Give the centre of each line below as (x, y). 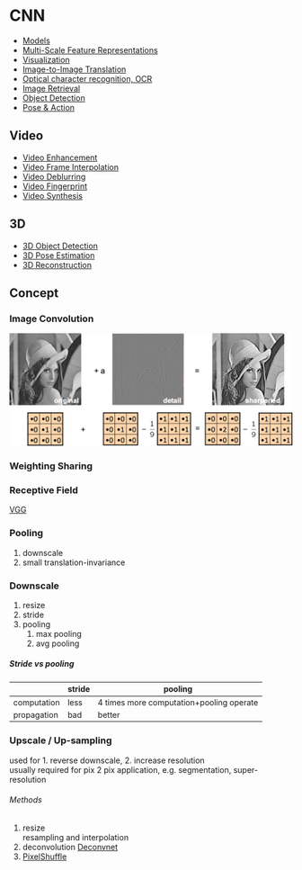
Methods (26, 800)
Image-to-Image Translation (74, 69)
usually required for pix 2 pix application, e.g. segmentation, (120, 769)
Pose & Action (48, 107)
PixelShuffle (44, 857)
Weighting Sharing (51, 466)
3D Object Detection (60, 246)
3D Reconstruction (57, 265)
